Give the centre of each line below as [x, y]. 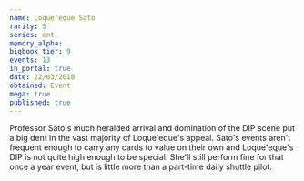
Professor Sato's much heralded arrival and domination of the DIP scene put [152, 128]
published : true [40, 102]
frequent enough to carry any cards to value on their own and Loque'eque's [152, 147]
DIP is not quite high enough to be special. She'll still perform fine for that [147, 157]
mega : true [30, 94]
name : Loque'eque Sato [52, 18]
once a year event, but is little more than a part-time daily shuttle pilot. [141, 167]
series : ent [32, 35]
